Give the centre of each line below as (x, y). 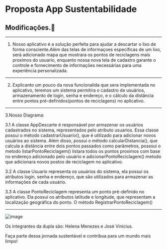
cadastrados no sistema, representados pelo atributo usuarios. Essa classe (82, 130)
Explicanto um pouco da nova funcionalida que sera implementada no (84, 85)
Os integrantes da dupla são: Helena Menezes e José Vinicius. (69, 226)
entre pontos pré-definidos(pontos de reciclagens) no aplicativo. (79, 101)
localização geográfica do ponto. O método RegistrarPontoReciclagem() (79, 202)
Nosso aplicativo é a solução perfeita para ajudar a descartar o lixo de (84, 44)
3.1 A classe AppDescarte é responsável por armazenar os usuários (74, 125)
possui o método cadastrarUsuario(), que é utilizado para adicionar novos (81, 135)
